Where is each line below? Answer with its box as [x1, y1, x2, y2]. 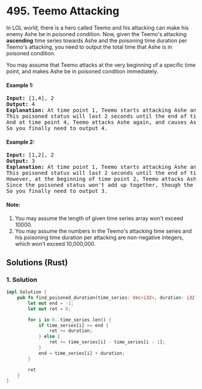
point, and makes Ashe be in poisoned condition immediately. [6, 67, 159, 75]
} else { [38, 334, 61, 340]
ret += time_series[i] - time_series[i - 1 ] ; [49, 339, 165, 345]
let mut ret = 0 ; [28, 305, 71, 312]
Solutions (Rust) [6, 257, 68, 268]
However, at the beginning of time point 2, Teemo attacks [6, 176, 185, 183]
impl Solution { [6, 289, 47, 295]
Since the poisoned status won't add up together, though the [6, 182, 194, 189]
